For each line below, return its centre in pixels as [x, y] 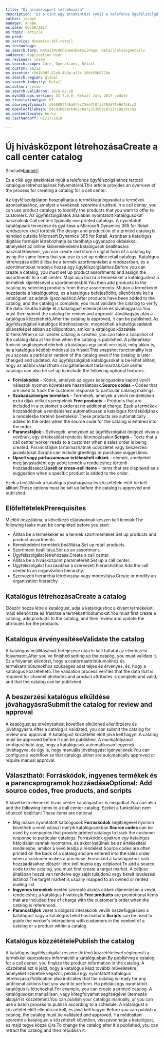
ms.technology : [21, 46]
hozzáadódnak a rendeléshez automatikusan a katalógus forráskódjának [85, 411]
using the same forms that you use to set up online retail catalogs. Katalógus [82, 257]
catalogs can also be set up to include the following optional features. [75, 370]
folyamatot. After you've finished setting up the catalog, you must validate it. [82, 656]
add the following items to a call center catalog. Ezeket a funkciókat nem [78, 808]
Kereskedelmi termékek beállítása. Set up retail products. [69, 545]
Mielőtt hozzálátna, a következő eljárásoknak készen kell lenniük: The [74, 520]
